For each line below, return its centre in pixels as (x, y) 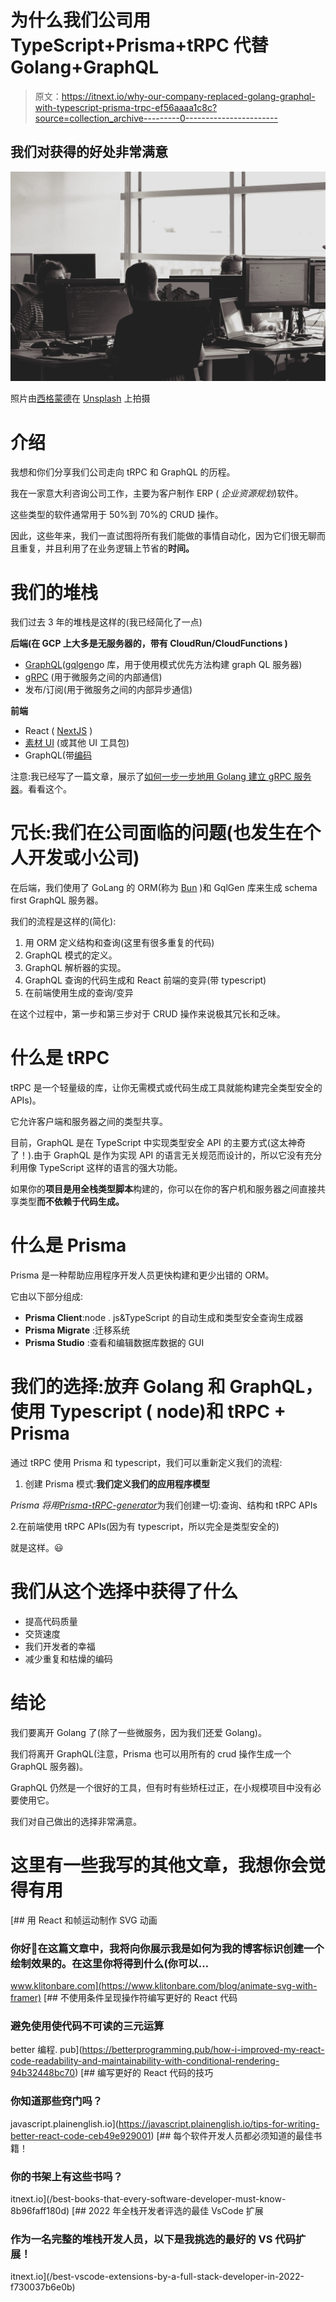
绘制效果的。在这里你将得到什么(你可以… (110, 1963)
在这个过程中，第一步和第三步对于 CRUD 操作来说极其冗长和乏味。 (148, 1014)
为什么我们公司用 (81, 20)
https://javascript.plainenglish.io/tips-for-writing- (219, 2123)
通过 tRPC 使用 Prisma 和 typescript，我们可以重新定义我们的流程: (146, 1463)
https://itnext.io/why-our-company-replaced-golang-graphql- (188, 96)
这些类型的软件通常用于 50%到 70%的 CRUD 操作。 (117, 515)
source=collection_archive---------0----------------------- (156, 118)
